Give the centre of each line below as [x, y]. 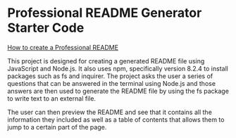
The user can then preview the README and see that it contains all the [110, 112]
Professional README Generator [105, 13]
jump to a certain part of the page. [57, 127]
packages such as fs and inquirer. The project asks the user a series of [110, 76]
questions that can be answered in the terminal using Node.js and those [112, 83]
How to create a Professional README [63, 47]
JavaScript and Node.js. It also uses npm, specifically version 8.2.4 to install [118, 68]
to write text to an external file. [52, 98]
